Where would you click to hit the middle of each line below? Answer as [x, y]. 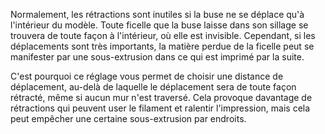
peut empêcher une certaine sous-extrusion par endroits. [128, 118]
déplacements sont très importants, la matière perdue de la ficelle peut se [162, 46]
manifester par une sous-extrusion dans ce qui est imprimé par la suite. [157, 57]
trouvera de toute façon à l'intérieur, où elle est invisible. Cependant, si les [163, 35]
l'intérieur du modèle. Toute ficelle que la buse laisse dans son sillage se [159, 25]
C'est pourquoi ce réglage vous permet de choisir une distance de [147, 76]
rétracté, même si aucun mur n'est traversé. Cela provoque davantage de [161, 97]
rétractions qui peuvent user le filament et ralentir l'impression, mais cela [160, 108]
